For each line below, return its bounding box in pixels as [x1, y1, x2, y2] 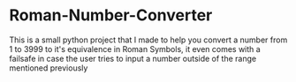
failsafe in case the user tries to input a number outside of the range [9, 53, 257, 63]
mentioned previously [9, 63, 88, 73]
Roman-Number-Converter [9, 5, 213, 26]
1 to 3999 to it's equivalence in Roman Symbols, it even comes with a [9, 43, 261, 54]
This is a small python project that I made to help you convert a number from [9, 34, 288, 45]
